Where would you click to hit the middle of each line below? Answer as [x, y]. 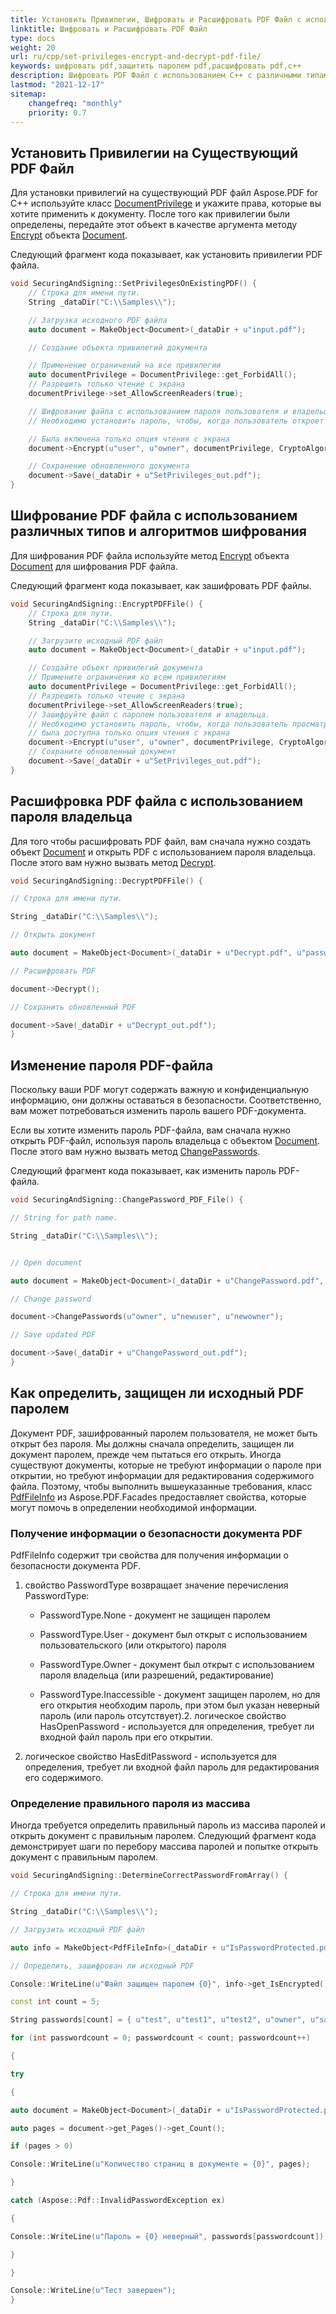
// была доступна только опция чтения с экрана [129, 733]
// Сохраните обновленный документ [102, 752]
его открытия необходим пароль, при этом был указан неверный [179, 1705]
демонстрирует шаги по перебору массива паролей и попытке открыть [164, 1847]
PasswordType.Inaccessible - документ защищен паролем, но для [180, 1694]
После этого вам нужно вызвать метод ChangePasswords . [135, 1152]
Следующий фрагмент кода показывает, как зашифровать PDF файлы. [161, 585]
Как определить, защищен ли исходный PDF [157, 1393]
